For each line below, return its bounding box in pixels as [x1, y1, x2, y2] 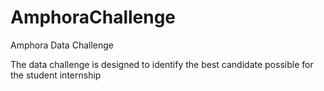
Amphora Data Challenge [10, 39, 114, 51]
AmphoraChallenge [10, 6, 177, 29]
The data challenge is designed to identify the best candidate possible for [10, 58, 314, 70]
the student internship [10, 69, 102, 81]
